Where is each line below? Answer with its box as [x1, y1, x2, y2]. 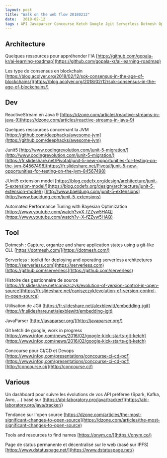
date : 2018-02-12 [5, 16, 46, 21]
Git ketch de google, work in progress [5, 327, 83, 333]
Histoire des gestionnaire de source [5, 277, 78, 283]
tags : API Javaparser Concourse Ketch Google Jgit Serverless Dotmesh [5, 21, 157, 26]
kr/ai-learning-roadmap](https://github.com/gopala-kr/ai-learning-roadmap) [5, 58, 162, 64]
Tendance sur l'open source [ [5, 412, 66, 418]
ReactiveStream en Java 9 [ [5, 111, 62, 117]
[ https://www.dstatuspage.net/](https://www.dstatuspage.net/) [5, 447, 134, 453]
